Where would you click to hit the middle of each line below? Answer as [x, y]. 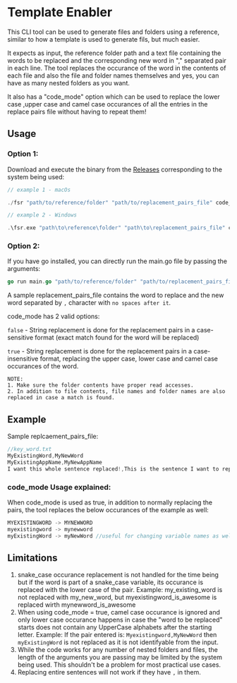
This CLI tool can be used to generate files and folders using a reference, [114, 32]
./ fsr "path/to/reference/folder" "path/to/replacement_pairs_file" [110, 203]
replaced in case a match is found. [61, 398]
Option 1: [23, 154]
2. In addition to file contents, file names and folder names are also [116, 392]
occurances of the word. [43, 366]
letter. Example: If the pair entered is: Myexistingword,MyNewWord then [117, 635]
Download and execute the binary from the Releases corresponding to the [115, 169]
